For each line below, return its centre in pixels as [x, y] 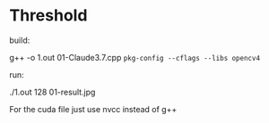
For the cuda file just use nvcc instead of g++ [93, 109]
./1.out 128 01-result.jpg [52, 92]
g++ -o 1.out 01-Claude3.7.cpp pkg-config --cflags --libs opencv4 [135, 57]
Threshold [48, 16]
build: [20, 40]
